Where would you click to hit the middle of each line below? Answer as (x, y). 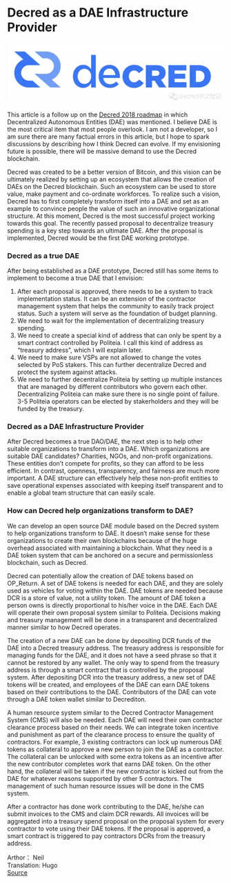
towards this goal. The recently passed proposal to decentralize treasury (110, 223)
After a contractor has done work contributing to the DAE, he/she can (106, 806)
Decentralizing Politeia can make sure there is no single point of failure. (118, 394)
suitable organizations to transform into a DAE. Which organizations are (109, 449)
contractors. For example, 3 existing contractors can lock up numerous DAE (115, 742)
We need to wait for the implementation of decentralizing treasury (111, 321)
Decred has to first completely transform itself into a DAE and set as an (108, 201)
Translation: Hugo (32, 865)
